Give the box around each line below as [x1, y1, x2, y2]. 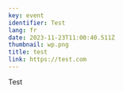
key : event [8, 11, 44, 20]
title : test [8, 48, 48, 56]
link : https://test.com [8, 56, 87, 64]
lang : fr [8, 26, 37, 34]
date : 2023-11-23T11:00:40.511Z [8, 33, 115, 42]
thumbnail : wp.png [8, 41, 69, 49]
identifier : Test [8, 19, 66, 27]
